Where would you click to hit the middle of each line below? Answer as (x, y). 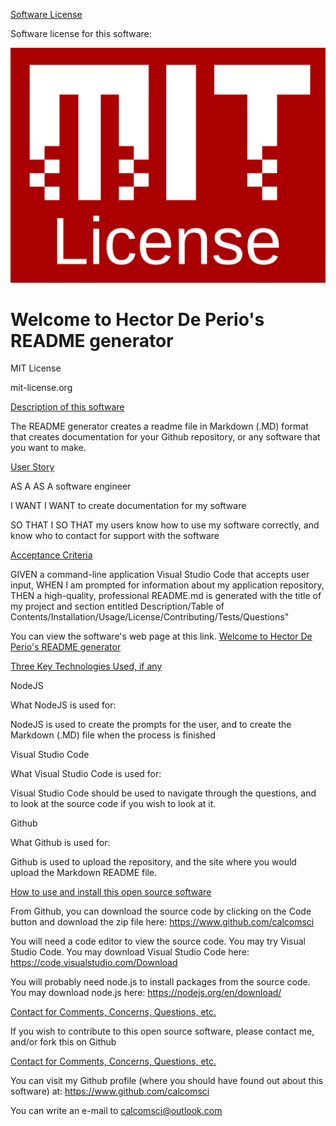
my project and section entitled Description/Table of (117, 606)
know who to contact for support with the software (115, 536)
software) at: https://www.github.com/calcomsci (110, 1091)
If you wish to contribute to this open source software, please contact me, (162, 1031)
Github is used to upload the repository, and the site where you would (153, 862)
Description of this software (67, 407)
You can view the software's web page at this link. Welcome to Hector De (161, 636)
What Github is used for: (60, 843)
